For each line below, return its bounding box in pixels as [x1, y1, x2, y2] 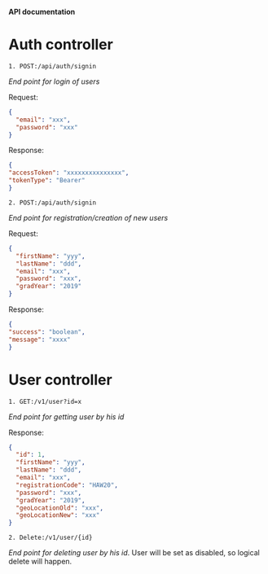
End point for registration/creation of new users [8, 213, 169, 222]
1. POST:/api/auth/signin [8, 62, 96, 70]
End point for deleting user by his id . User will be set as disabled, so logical [8, 548, 261, 558]
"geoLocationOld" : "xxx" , [15, 504, 104, 512]
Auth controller [8, 36, 114, 54]
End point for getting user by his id [8, 411, 125, 422]
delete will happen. [8, 557, 72, 567]
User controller [8, 370, 112, 389]
